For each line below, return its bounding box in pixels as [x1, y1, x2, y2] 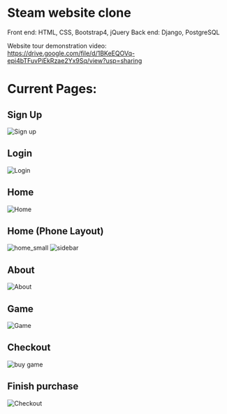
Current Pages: [7, 81, 97, 97]
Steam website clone [7, 5, 131, 21]
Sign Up [7, 108, 43, 120]
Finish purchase [7, 380, 79, 392]
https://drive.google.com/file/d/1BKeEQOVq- [7, 49, 135, 57]
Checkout [7, 341, 51, 354]
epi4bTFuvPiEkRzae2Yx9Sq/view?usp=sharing [7, 56, 142, 64]
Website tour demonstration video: [7, 41, 107, 50]
